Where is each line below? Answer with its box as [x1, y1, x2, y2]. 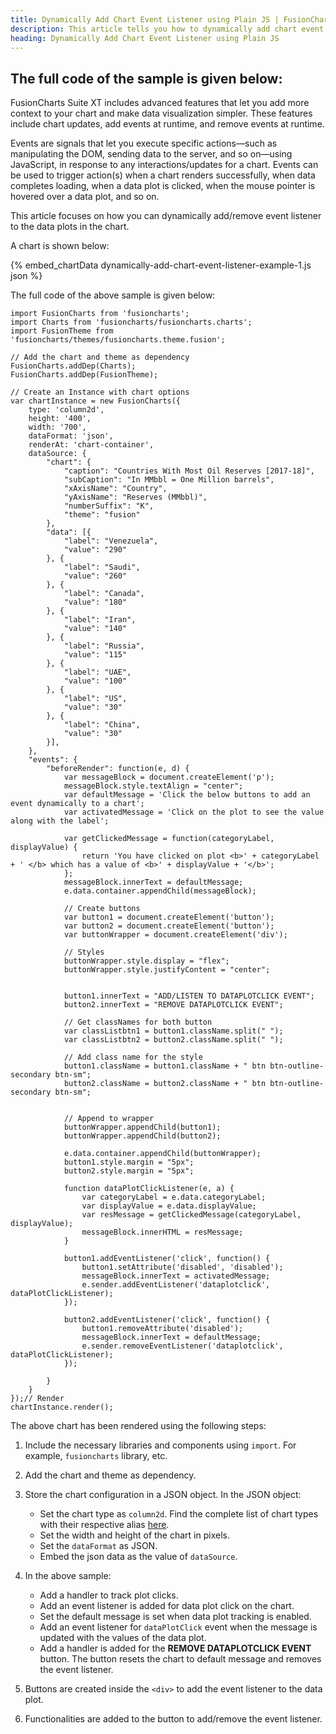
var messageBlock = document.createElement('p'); [63, 772, 275, 783]
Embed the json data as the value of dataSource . [39, 1551, 238, 1563]
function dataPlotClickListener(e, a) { [63, 1184, 235, 1194]
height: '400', [28, 414, 92, 424]
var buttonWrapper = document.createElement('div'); [63, 930, 288, 940]
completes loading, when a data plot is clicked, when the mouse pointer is [10, 180, 316, 192]
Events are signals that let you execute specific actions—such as [10, 137, 278, 150]
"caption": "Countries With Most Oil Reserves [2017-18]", [63, 466, 315, 476]
